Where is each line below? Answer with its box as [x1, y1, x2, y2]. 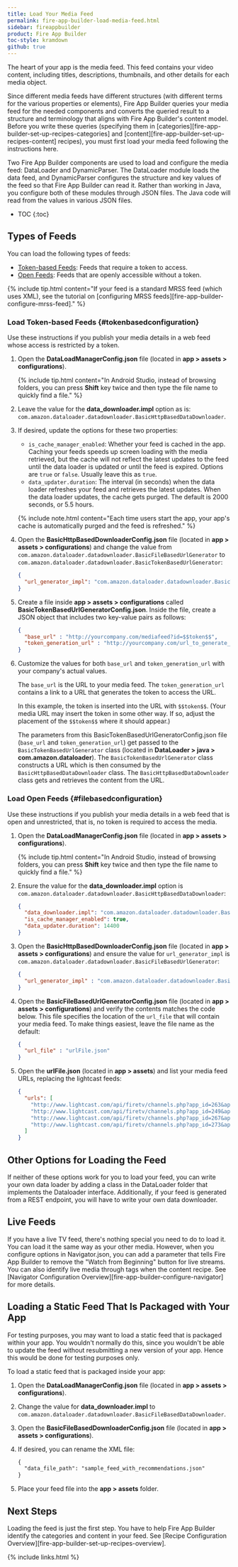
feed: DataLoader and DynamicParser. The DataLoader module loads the [7, 166, 220, 174]
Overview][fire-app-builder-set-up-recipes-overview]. [7, 1539, 166, 1548]
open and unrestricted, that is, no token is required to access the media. [7, 818, 217, 826]
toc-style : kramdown [7, 37, 69, 44]
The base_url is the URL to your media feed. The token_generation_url [17, 681, 225, 689]
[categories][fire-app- [157, 122, 221, 130]
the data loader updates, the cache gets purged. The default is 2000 [28, 493, 229, 501]
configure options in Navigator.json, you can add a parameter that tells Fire [7, 1249, 226, 1258]
